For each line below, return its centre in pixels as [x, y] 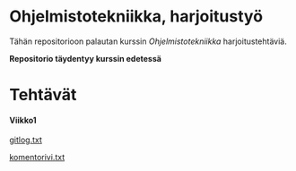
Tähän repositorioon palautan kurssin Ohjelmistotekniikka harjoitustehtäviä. [148, 41]
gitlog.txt [26, 140]
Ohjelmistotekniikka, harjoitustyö [136, 17]
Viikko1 [23, 120]
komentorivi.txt [37, 158]
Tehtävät [43, 95]
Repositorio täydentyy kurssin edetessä [85, 58]
